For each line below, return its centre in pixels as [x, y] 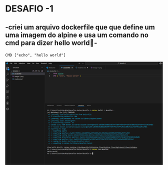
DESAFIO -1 [29, 9]
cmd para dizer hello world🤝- [51, 43]
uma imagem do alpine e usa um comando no [77, 35]
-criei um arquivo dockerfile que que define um [80, 27]
